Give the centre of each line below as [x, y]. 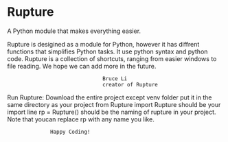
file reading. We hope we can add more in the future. [82, 66]
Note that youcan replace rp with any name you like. [81, 119]
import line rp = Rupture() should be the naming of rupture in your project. [112, 112]
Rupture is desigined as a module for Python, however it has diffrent [103, 44]
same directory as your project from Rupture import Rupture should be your [114, 104]
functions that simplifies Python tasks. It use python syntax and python [107, 51]
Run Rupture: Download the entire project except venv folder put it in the [110, 97]
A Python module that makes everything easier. [74, 31]
